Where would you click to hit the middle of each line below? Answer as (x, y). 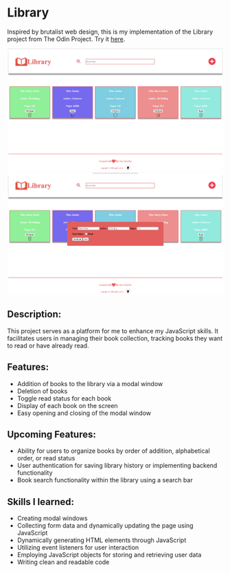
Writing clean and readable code (63, 562)
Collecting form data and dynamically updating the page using (105, 526)
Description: (34, 314)
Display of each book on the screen (67, 405)
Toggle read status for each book (64, 398)
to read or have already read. (48, 346)
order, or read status (46, 458)
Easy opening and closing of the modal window (84, 413)
